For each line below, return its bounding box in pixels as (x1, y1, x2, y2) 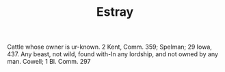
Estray (96, 4, 134, 20)
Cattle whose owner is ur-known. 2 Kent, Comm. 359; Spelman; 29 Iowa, (7, 43, 212, 51)
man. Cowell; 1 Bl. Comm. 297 (7, 58, 91, 66)
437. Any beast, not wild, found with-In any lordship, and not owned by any (7, 50, 219, 58)
